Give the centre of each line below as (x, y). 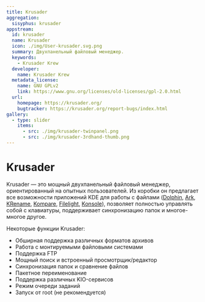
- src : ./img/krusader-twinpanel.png (70, 131)
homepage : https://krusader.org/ (60, 103)
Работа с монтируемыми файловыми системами (79, 247)
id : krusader (28, 35)
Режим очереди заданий (48, 285)
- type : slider (31, 120)
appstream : (20, 29)
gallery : (17, 114)
